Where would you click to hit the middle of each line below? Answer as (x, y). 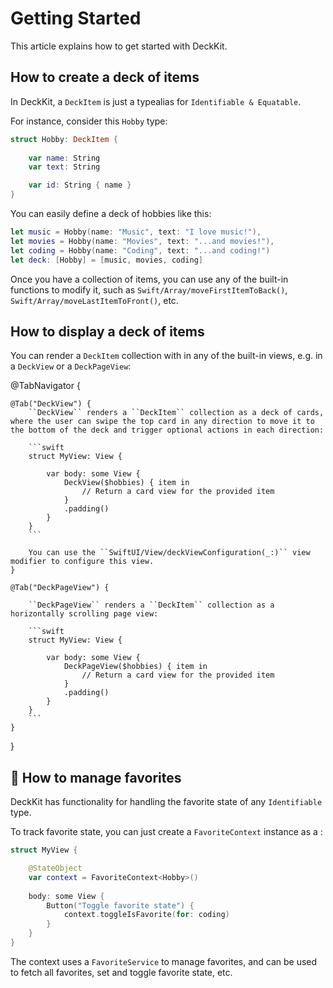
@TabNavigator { (45, 386)
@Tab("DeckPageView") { (60, 588)
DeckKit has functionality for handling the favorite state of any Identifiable (166, 802)
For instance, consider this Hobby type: (89, 121)
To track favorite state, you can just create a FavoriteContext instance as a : (166, 832)
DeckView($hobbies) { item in (126, 483)
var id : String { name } (80, 185)
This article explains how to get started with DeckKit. (119, 46)
